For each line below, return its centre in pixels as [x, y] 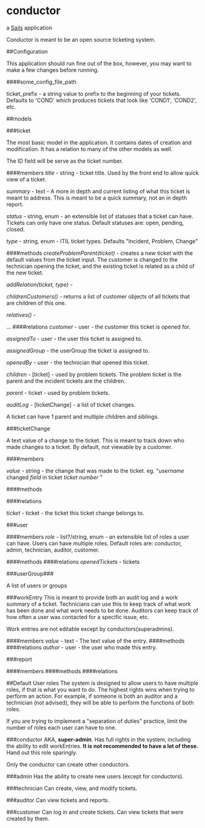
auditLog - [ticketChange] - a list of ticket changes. [71, 404]
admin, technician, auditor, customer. [53, 550]
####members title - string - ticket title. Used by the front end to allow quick [102, 173]
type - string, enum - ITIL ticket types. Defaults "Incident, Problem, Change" [102, 241]
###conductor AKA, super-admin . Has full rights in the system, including [99, 739]
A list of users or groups [37, 585]
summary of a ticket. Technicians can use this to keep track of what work [99, 604]
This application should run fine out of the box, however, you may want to [99, 63]
